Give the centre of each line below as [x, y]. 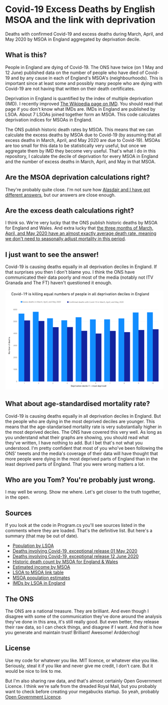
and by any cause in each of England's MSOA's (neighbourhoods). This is [87, 78]
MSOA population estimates [41, 578]
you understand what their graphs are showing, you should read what [77, 437]
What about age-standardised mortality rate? [78, 404]
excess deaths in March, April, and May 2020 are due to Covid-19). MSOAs [83, 140]
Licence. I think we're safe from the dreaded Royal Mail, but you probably [81, 686]
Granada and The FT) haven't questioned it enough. [59, 283]
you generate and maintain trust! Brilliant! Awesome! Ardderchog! [73, 632]
